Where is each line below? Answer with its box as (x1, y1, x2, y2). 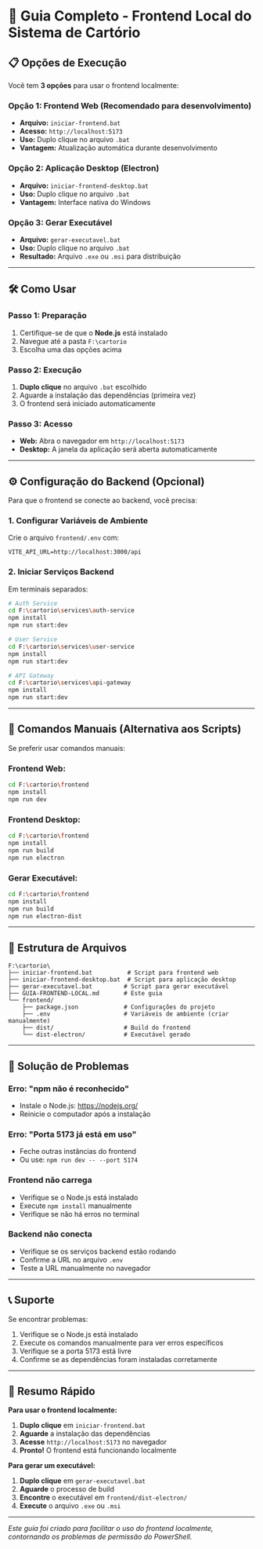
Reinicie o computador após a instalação (19, 1109, 151, 1119)
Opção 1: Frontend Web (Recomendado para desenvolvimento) (8, 100, 252, 111)
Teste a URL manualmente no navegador (19, 1263, 151, 1273)
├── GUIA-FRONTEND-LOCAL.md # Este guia (8, 990, 163, 998)
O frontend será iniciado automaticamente (19, 398, 156, 408)
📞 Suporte (8, 1294, 55, 1307)
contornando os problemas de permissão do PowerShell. (8, 1532, 193, 1542)
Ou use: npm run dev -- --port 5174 (19, 1155, 139, 1165)
